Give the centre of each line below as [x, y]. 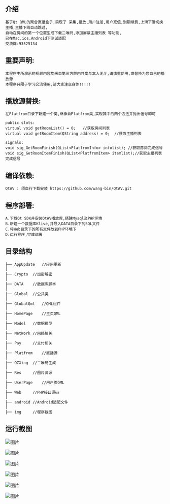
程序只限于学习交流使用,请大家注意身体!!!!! [50, 84]
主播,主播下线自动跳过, [27, 27]
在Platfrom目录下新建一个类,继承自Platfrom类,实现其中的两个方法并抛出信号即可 [80, 114]
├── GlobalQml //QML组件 [33, 304]
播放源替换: [23, 101]
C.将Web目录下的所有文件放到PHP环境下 [41, 229]
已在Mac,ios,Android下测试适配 [36, 38]
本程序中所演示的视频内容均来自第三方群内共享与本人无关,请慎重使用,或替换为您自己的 [83, 73]
